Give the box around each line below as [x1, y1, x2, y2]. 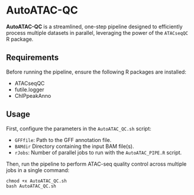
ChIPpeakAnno [14, 92, 52, 99]
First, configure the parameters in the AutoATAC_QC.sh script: [6, 125, 152, 132]
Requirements [6, 52, 59, 62]
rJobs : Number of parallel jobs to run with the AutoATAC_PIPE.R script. [14, 148, 182, 156]
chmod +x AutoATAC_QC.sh [6, 178, 67, 184]
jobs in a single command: [6, 166, 69, 174]
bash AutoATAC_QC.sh [6, 183, 57, 189]
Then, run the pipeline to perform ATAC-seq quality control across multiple [6, 160, 187, 167]
